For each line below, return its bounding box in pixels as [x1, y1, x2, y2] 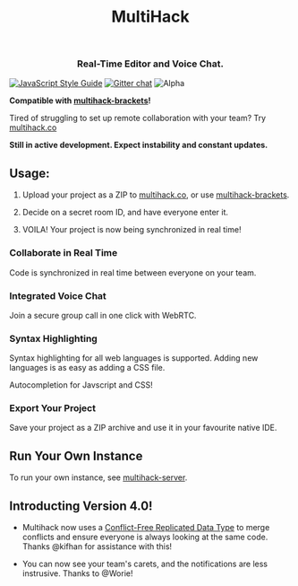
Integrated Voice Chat [9, 289, 107, 302]
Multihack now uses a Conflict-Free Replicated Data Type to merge [21, 522, 270, 533]
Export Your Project [9, 402, 97, 415]
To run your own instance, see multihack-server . [9, 472, 188, 483]
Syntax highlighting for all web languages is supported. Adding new [9, 353, 259, 363]
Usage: [9, 165, 51, 180]
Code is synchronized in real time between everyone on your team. [9, 267, 257, 278]
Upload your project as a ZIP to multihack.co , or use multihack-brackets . [21, 189, 290, 200]
